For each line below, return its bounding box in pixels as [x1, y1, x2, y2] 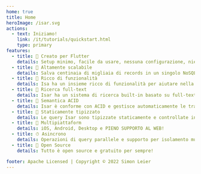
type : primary [17, 42, 52, 48]
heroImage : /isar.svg [6, 20, 60, 26]
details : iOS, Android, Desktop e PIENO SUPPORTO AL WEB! [17, 126, 165, 132]
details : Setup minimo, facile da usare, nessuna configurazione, [17, 59, 186, 65]
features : [6, 48, 31, 54]
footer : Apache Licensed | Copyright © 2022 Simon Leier [6, 158, 151, 164]
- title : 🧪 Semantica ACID [11, 97, 79, 103]
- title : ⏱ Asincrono [11, 131, 66, 138]
